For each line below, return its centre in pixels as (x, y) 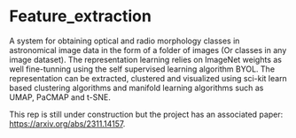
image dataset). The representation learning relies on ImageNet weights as (145, 59)
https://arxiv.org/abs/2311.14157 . (67, 123)
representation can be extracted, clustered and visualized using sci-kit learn (148, 78)
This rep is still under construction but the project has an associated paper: (146, 114)
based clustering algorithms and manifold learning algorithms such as (136, 88)
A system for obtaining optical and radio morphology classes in (125, 41)
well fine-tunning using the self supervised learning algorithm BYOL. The (142, 69)
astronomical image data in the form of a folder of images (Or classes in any (148, 50)
